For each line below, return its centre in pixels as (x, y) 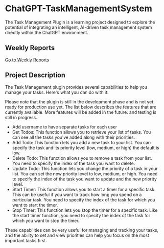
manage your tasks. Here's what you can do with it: (57, 92)
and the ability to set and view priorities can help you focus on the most (77, 235)
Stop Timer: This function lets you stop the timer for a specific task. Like (85, 210)
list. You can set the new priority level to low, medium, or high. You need (85, 174)
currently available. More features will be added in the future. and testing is (81, 112)
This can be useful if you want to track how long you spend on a (77, 195)
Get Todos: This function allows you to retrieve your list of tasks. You (82, 132)
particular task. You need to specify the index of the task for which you (84, 199)
